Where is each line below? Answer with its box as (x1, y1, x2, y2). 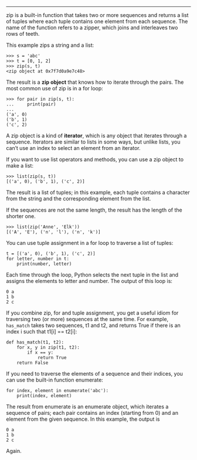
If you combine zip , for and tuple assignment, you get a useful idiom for (6, 309, 179, 316)
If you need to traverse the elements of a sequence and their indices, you (6, 370, 184, 377)
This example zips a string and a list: (6, 42, 94, 49)
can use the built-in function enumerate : (6, 376, 104, 383)
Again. (6, 448, 22, 454)
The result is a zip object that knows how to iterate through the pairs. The (6, 79, 184, 86)
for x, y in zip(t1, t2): (16, 345, 80, 350)
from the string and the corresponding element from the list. (6, 195, 151, 202)
